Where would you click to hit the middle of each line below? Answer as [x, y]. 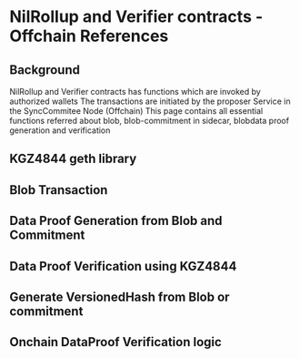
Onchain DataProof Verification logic [116, 342]
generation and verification [60, 130]
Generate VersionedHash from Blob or [120, 297]
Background [45, 70]
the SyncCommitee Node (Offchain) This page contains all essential [136, 111]
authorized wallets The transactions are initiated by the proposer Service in [150, 101]
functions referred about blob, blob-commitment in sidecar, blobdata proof [149, 121]
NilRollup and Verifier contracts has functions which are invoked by [135, 92]
